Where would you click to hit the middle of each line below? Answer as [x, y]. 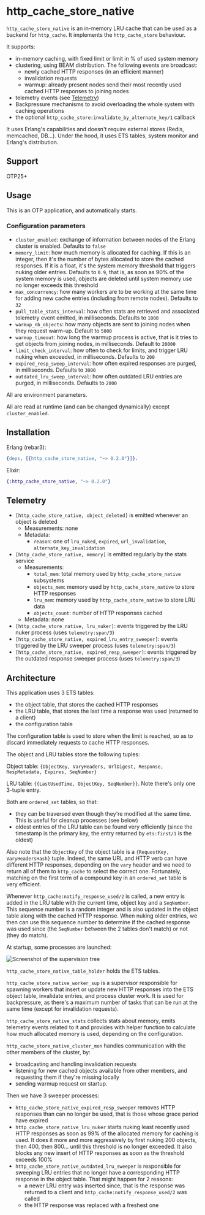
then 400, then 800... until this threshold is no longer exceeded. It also [104, 1147]
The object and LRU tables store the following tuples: [73, 754]
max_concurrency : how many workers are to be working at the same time [106, 291]
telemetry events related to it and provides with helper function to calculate [101, 1027]
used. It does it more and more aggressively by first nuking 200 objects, [106, 1140]
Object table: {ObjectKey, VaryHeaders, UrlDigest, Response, [85, 766]
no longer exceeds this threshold [57, 285]
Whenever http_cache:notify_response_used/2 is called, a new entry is [96, 896]
